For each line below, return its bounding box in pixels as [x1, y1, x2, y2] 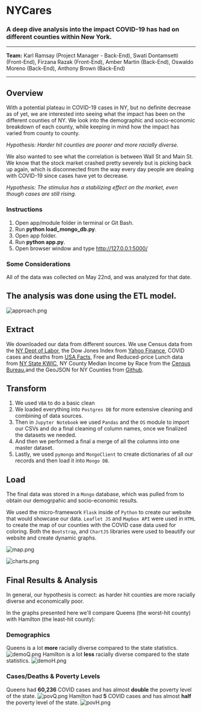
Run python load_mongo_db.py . [14, 225, 97, 233]
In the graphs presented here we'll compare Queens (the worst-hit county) [6, 609, 191, 616]
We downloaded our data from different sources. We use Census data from [6, 340, 192, 347]
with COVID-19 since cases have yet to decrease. [6, 172, 129, 180]
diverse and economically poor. [6, 597, 84, 605]
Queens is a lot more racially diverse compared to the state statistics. [6, 644, 179, 652]
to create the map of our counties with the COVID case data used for [6, 521, 176, 529]
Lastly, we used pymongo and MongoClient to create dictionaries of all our [14, 450, 194, 458]
